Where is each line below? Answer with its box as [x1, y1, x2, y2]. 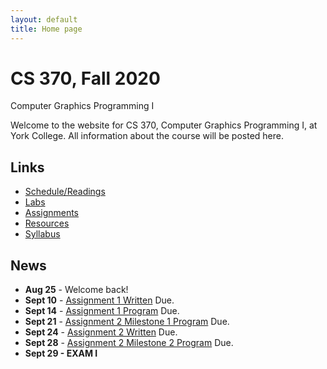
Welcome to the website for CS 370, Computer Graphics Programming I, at [10, 119, 318, 131]
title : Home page [10, 24, 83, 34]
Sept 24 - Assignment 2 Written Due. [24, 326, 178, 338]
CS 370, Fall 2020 [10, 67, 161, 90]
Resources [24, 217, 70, 230]
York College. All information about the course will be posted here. [10, 130, 285, 142]
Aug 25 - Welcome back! [24, 284, 129, 296]
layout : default [10, 14, 78, 25]
